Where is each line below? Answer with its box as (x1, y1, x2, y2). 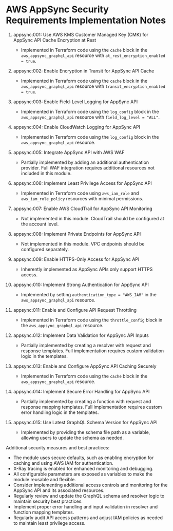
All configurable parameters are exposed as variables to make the (13, 471, 153, 477)
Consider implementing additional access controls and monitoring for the (13, 482, 168, 488)
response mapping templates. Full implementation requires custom (21, 404, 162, 410)
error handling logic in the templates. (21, 409, 99, 415)
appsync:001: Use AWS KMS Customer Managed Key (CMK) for (13, 31, 148, 37)
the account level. (21, 221, 59, 227)
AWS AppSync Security (6, 4, 109, 15)
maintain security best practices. (13, 498, 83, 504)
